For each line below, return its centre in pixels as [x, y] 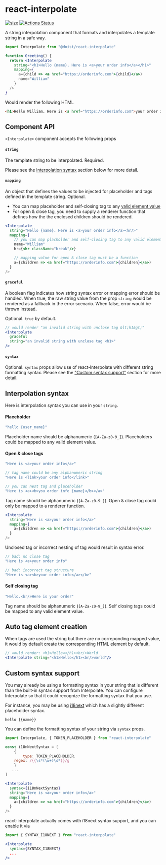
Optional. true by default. [31, 318]
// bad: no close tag [27, 557]
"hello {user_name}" [26, 427]
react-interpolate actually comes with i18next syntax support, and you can [81, 821]
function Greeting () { [28, 56]
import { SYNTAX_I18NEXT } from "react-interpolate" [61, 835]
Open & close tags [24, 453]
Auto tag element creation [46, 627]
